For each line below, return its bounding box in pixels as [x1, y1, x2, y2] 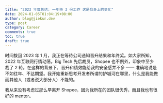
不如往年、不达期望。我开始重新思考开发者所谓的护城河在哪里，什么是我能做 [5, 71, 158, 76]
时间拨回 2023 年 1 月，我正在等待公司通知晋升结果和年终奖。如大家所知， [5, 52, 154, 58]
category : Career [5, 25, 40, 30]
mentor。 [14, 93, 33, 99]
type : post [5, 20, 27, 26]
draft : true [5, 39, 29, 44]
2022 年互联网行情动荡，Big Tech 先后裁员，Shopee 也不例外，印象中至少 [5, 59, 154, 64]
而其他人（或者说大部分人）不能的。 [5, 76, 78, 82]
